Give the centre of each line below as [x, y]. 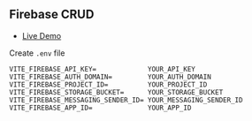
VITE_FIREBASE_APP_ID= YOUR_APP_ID [100, 108]
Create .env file [37, 53]
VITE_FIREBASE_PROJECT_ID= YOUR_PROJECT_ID [108, 84]
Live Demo [42, 35]
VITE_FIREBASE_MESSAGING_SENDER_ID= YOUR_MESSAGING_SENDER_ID [126, 100]
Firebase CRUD [52, 15]
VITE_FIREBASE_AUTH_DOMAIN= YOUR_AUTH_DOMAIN [111, 77]
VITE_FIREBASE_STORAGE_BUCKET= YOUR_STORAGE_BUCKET [116, 92]
